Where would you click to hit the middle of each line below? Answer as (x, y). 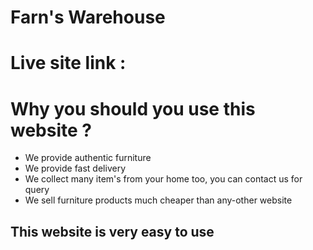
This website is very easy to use (112, 231)
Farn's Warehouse (88, 17)
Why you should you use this (133, 108)
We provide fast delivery (75, 168)
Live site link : (68, 63)
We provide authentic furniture (88, 158)
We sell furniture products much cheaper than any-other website (158, 200)
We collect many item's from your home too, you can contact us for (163, 179)
